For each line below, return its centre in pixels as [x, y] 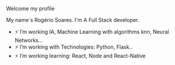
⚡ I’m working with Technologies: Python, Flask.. [73, 47]
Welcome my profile [30, 9]
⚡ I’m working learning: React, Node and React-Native [80, 56]
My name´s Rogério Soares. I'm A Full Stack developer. [73, 20]
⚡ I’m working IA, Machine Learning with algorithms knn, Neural [92, 32]
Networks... [29, 40]
